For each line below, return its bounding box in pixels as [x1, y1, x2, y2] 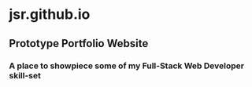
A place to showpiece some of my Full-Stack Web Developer [9, 60, 245, 71]
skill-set [9, 70, 42, 81]
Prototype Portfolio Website [9, 37, 149, 50]
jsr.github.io [9, 5, 91, 24]
